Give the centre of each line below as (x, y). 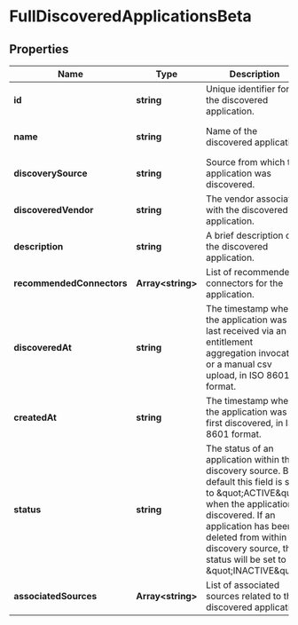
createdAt (35, 417)
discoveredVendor (54, 210)
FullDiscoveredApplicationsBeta (131, 16)
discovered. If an (240, 515)
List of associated (243, 585)
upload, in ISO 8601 (247, 375)
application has (237, 526)
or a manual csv (239, 364)
